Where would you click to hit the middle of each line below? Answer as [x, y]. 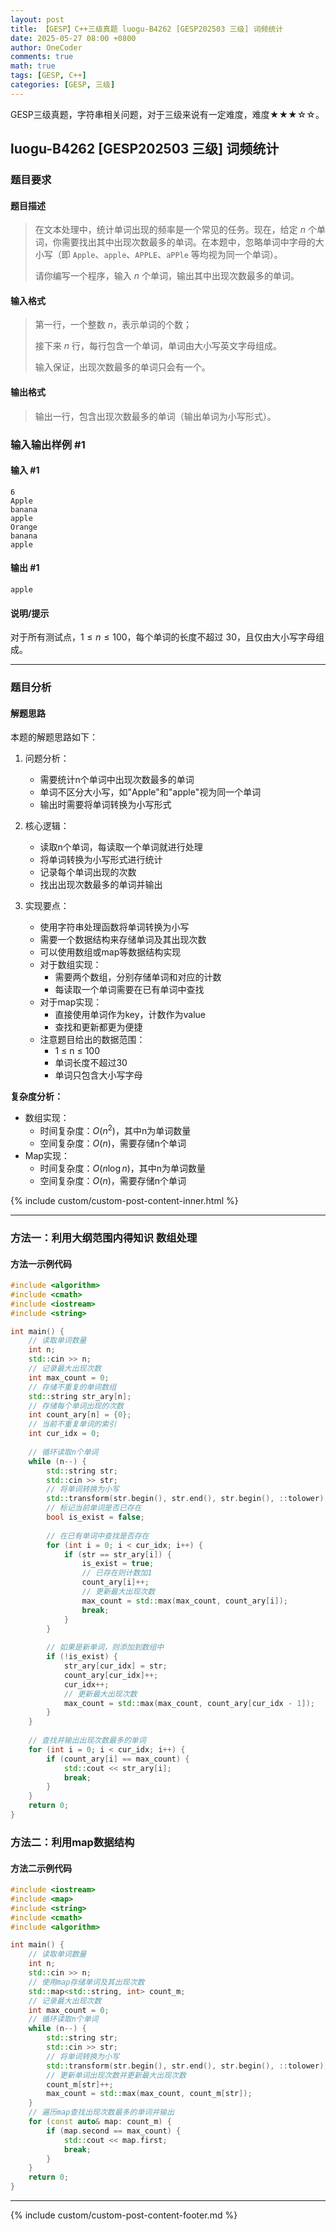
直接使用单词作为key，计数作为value [130, 1015]
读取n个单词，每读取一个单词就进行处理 [121, 847]
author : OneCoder [46, 47]
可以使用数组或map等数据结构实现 [110, 952]
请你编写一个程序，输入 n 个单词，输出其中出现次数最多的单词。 [167, 276]
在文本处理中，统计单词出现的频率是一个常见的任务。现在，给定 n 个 [175, 230]
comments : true [42, 57]
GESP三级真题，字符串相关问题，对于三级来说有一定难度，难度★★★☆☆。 [167, 114]
